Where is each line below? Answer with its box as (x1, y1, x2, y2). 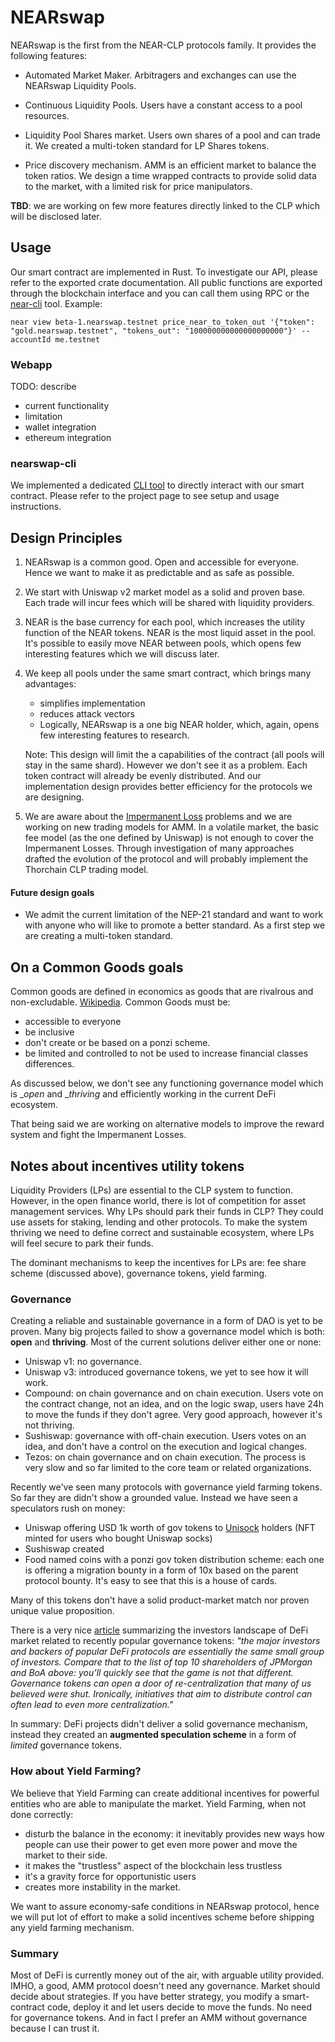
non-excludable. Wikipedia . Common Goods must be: (10, 996, 231, 1008)
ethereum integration (24, 432, 112, 444)
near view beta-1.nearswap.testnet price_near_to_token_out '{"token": (10, 317, 315, 327)
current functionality (24, 400, 110, 412)
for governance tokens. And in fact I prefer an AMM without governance (10, 2011, 308, 2023)
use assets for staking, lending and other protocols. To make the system (10, 1216, 308, 1228)
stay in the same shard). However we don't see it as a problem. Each (24, 759, 308, 771)
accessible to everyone (24, 1016, 122, 1028)
